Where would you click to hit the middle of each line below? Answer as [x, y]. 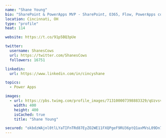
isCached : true [30, 115]
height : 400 [26, 110]
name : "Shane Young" [26, 10]
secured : [14, 128]
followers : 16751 [27, 60]
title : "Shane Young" [36, 119]
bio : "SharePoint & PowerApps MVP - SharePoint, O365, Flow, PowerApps [80, 14]
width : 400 [25, 105]
